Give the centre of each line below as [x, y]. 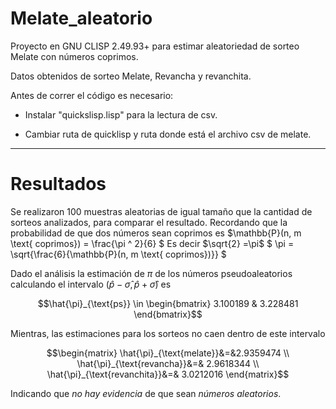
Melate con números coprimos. [74, 56]
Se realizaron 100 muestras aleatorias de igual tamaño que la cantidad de [161, 211]
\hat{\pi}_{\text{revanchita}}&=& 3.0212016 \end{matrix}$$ [168, 374]
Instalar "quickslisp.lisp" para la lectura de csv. [121, 114]
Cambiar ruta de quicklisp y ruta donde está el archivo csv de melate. [168, 134]
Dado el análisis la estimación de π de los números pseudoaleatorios [151, 273]
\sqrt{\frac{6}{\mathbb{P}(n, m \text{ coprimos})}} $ [118, 254]
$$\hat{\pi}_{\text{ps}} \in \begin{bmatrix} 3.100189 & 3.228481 [168, 303]
